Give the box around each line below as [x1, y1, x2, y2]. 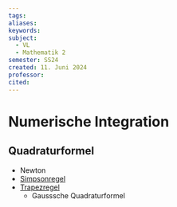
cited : [8, 78, 30, 86]
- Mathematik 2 [15, 49, 66, 57]
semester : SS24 [8, 57, 59, 64]
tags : [8, 11, 26, 20]
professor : [8, 71, 45, 79]
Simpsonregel [19, 174, 66, 183]
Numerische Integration [8, 112, 170, 131]
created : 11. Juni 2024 [8, 64, 88, 72]
